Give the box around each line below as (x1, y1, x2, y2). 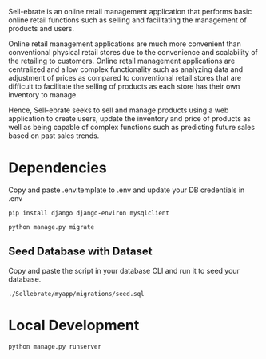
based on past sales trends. (8, 131, 100, 140)
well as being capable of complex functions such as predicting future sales (8, 123, 256, 132)
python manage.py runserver (8, 342, 102, 350)
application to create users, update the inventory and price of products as (8, 114, 252, 123)
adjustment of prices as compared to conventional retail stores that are (8, 73, 242, 82)
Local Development (8, 316, 140, 334)
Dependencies (8, 159, 107, 177)
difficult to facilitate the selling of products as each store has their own (8, 81, 240, 91)
